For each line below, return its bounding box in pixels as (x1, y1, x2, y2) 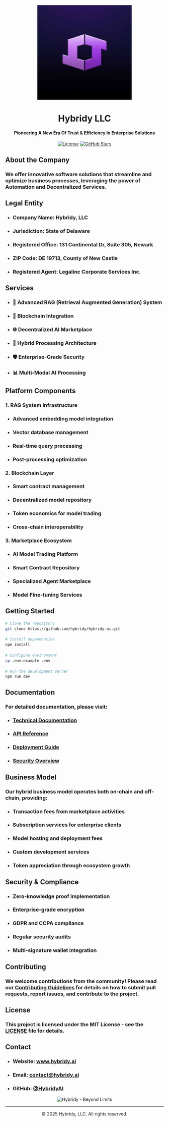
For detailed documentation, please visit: (5, 703, 108, 710)
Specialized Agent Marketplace (12, 577, 92, 584)
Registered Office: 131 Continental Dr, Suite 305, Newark (12, 241, 153, 248)
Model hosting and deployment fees (12, 835, 103, 842)
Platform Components (5, 387, 76, 395)
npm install (5, 642, 30, 648)
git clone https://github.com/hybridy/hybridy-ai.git (5, 626, 121, 631)
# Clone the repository (5, 621, 55, 626)
